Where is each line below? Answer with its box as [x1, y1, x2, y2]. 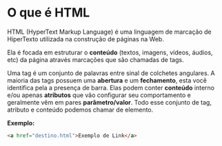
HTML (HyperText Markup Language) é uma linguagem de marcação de [7, 28, 212, 36]
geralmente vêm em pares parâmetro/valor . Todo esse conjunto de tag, [7, 98, 212, 106]
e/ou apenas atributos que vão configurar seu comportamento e [7, 91, 192, 99]
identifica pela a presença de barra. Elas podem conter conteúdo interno [7, 83, 215, 92]
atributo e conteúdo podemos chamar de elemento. [7, 105, 154, 114]
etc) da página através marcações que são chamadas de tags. [7, 55, 184, 63]
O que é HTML [7, 5, 90, 21]
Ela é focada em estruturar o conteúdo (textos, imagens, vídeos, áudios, [7, 48, 213, 56]
